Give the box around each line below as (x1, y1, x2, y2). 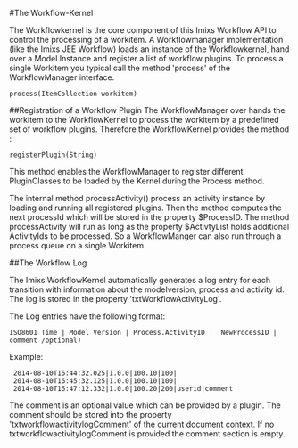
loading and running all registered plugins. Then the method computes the (9, 202, 283, 213)
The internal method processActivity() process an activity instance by (9, 193, 266, 203)
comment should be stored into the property (9, 410, 172, 419)
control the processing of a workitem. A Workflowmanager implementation (9, 35, 284, 45)
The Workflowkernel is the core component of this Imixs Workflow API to (9, 25, 277, 35)
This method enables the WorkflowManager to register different (9, 167, 244, 176)
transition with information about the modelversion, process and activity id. (9, 284, 286, 295)
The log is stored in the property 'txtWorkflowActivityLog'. (9, 294, 222, 304)
